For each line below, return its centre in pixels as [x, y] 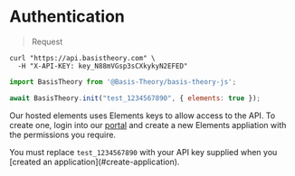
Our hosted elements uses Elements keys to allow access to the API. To [143, 116]
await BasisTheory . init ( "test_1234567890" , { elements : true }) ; [135, 98]
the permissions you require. [62, 134]
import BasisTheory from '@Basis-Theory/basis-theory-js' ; [123, 82]
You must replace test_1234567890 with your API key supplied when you [143, 152]
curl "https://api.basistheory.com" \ [82, 58]
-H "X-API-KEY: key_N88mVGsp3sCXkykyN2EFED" [103, 66]
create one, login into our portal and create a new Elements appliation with [148, 125]
